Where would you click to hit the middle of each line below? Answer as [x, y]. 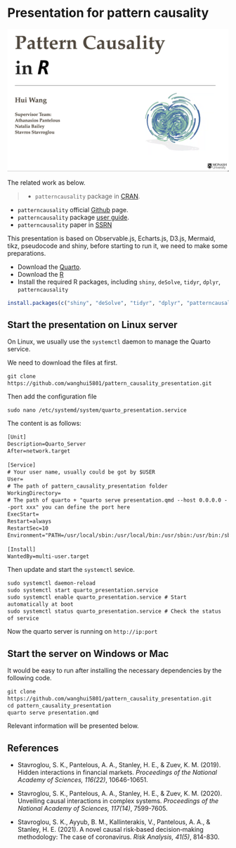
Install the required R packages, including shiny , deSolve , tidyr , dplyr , [119, 282]
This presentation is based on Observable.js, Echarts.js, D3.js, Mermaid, [111, 238]
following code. [29, 678]
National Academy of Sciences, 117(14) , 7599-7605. [93, 809]
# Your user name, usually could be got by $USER [81, 472]
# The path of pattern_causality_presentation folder [88, 486]
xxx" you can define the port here [78, 507]
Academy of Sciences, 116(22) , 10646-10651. [83, 780]
